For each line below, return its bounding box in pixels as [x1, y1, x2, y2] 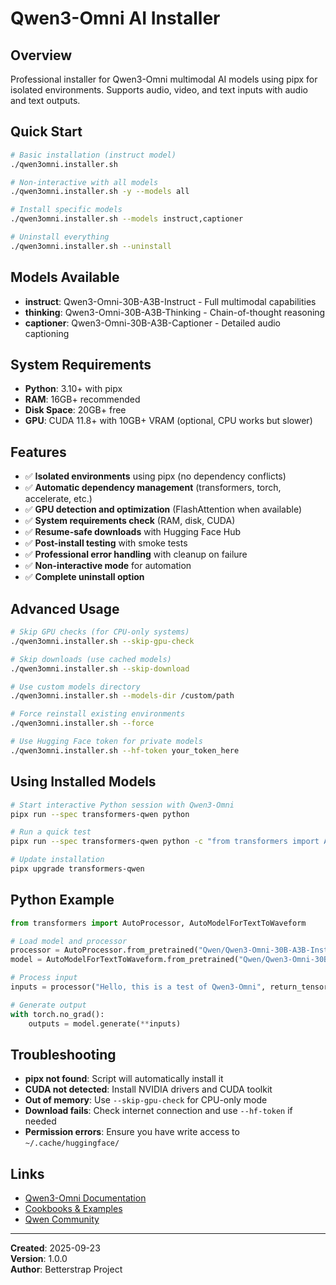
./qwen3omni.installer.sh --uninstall [10, 241, 172, 251]
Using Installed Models [10, 773, 157, 791]
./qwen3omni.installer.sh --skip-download [10, 663, 190, 674]
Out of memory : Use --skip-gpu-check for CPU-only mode [24, 1094, 268, 1106]
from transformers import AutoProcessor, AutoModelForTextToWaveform [10, 918, 307, 928]
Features [10, 443, 67, 461]
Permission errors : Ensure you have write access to [24, 1126, 240, 1138]
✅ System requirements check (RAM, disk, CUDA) [24, 515, 236, 527]
